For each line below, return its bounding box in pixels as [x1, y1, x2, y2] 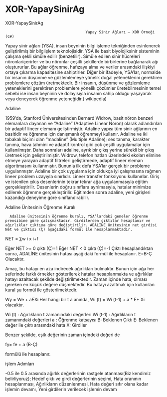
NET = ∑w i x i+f [5, 235, 39, 241]
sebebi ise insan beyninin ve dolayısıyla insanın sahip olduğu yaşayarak [5, 90, 152, 96]
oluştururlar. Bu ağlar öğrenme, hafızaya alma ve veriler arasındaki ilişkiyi [5, 64, 155, 70]
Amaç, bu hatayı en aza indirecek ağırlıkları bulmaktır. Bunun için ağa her [5, 265, 155, 271]
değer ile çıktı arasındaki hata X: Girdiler [5, 322, 87, 328]
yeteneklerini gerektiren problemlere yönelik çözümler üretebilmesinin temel [5, 85, 161, 91]
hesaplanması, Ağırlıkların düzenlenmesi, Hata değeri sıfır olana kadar [5, 381, 149, 387]
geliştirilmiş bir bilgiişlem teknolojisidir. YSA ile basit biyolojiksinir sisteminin [5, 48, 160, 54]
